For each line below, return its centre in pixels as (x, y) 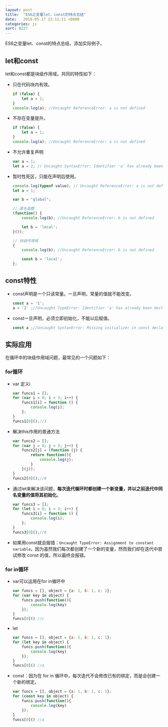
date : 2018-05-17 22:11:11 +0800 (42, 19)
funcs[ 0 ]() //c (28, 619)
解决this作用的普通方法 (36, 431)
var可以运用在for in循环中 (39, 581)
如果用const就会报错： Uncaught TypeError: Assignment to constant (83, 542)
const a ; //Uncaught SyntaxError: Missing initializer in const (81, 328)
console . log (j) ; (56, 460)
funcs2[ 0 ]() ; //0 (29, 478)
